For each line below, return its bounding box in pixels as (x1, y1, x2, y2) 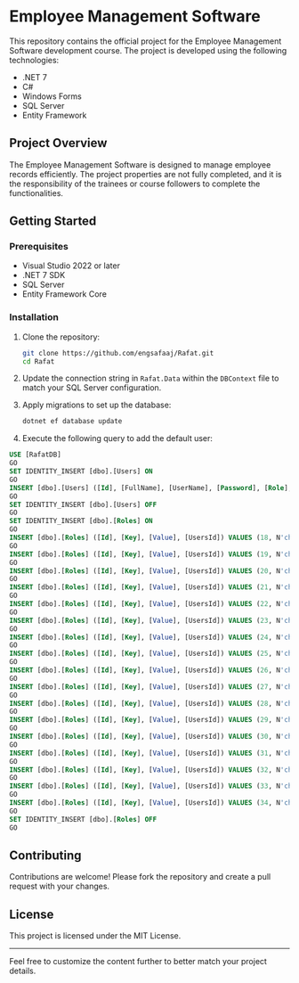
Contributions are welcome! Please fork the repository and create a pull (9, 872, 271, 882)
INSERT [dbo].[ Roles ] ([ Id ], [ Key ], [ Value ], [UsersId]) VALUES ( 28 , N (9, 699, 280, 708)
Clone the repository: (21, 332, 101, 342)
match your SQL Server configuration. (21, 382, 162, 393)
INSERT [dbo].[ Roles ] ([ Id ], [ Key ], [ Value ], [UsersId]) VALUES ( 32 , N (9, 765, 280, 774)
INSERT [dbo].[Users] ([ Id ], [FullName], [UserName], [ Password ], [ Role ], (9, 483, 293, 492)
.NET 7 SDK (21, 270, 66, 281)
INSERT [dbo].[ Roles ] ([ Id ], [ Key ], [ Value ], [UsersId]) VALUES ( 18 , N (9, 533, 280, 543)
